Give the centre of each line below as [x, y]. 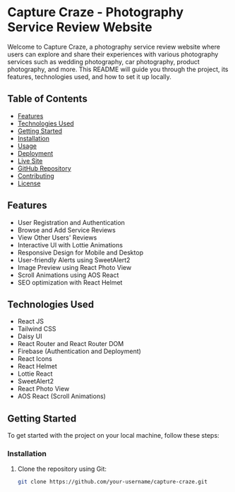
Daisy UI [30, 336]
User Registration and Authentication [71, 222]
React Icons [35, 359]
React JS [31, 321]
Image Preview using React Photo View [74, 267]
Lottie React [35, 374]
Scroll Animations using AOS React [68, 275]
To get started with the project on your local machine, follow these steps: [114, 436]
